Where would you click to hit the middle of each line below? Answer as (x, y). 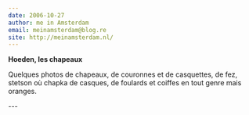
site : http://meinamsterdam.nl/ (61, 37)
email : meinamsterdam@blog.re (58, 30)
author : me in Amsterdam (49, 23)
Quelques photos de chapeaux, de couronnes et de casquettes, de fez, (123, 74)
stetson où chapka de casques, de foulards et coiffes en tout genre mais (125, 83)
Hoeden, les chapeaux (45, 59)
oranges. (22, 92)
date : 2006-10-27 (36, 15)
